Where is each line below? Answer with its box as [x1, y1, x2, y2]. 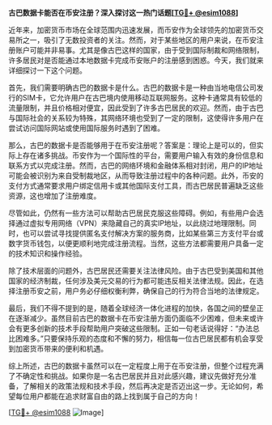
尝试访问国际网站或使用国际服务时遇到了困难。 [8, 123, 164, 133]
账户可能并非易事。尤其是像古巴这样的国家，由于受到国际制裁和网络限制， [15, 45, 264, 55]
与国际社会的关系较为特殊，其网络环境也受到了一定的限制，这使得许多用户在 [8, 113, 264, 122]
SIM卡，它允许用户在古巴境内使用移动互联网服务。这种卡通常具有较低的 [22, 93, 263, 102]
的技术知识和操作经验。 [8, 249, 87, 258]
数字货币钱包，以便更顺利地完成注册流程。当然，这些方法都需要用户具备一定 [8, 239, 264, 248]
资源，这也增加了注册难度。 [8, 191, 101, 201]
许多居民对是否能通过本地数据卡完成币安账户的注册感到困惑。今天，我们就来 [8, 56, 264, 65]
